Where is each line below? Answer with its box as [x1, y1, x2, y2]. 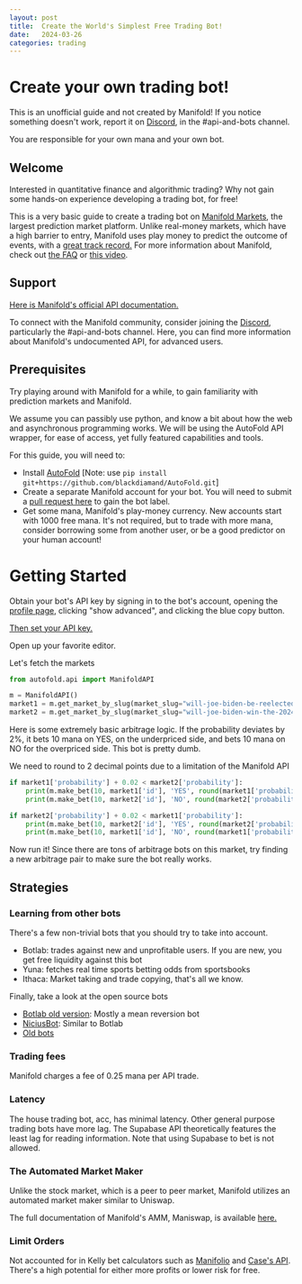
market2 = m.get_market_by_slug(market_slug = [9, 708, 182, 717]
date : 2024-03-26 [9, 30, 83, 39]
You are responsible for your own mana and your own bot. [9, 134, 225, 145]
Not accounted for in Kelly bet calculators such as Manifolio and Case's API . [9, 1255, 291, 1266]
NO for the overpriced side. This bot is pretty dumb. [9, 743, 201, 754]
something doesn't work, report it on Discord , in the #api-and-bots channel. [9, 116, 290, 127]
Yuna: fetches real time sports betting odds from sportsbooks [22, 964, 251, 974]
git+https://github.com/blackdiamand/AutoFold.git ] [22, 477, 219, 487]
